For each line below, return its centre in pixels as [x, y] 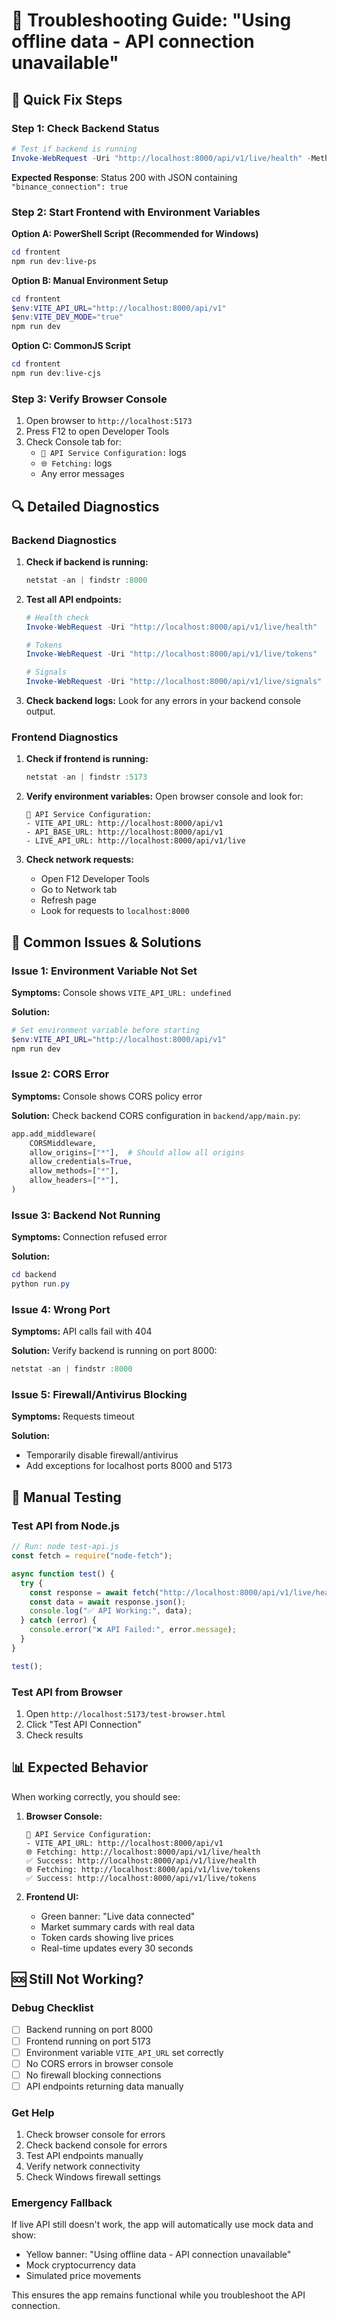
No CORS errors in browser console [99, 2063]
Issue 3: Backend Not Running [86, 1215]
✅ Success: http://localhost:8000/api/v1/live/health [141, 1860]
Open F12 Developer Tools [95, 879]
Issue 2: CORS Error [60, 1074]
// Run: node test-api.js [65, 1547]
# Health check [57, 617]
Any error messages [82, 474]
